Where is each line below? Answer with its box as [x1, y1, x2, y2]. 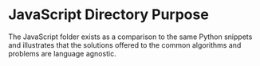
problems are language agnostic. [8, 49, 117, 58]
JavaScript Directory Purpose [8, 6, 209, 24]
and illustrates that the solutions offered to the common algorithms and [8, 40, 242, 49]
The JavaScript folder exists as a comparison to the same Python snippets [8, 32, 253, 41]
